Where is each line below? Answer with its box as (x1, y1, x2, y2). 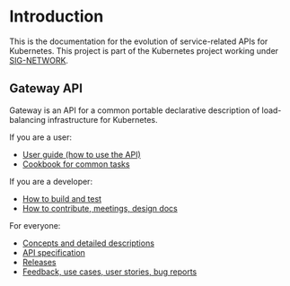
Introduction (9, 6, 104, 27)
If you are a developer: (9, 176, 92, 186)
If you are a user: (9, 132, 73, 143)
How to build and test (22, 193, 101, 204)
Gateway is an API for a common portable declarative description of (9, 105, 260, 116)
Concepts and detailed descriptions (22, 238, 155, 248)
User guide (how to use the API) (22, 149, 141, 160)
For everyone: (9, 220, 61, 230)
